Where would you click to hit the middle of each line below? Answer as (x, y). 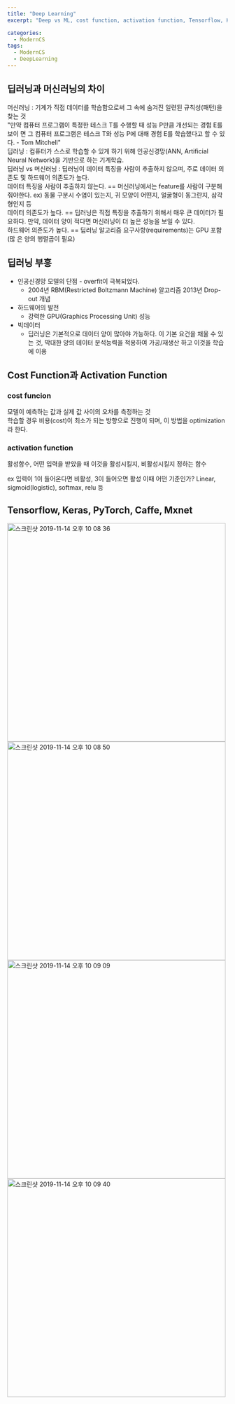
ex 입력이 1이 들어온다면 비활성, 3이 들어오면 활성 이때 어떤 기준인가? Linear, (112, 479)
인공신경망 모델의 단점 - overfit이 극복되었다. (78, 281)
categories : (24, 33)
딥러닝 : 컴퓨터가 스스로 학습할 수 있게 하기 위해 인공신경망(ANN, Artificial (108, 151)
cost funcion (29, 395)
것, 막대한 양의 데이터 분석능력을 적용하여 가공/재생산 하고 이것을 (123, 342)
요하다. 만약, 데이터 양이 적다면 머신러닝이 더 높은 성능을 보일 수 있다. (101, 221)
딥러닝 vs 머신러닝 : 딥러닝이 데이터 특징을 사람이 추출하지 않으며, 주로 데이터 (112, 168)
